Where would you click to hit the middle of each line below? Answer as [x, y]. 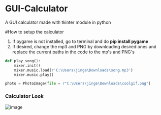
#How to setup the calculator [34, 32]
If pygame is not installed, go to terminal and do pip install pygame [80, 41]
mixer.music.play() [34, 75]
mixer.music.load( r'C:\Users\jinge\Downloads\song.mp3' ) [74, 70]
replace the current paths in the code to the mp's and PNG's [73, 52]
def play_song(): [23, 61]
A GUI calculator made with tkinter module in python [58, 22]
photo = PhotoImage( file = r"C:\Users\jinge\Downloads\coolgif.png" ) [78, 84]
